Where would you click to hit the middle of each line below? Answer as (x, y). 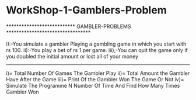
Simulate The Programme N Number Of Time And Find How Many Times (93, 85)
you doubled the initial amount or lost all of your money (72, 56)
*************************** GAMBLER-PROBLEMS (69, 26)
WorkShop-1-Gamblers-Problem (87, 10)
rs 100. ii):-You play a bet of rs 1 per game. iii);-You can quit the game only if (97, 50)
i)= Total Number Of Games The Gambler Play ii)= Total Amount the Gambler (98, 73)
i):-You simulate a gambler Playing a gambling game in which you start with (96, 44)
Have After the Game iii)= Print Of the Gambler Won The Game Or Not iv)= (95, 79)
